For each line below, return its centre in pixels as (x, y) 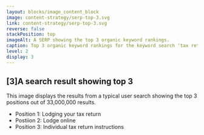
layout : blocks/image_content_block (53, 12)
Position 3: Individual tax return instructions (70, 127)
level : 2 (17, 51)
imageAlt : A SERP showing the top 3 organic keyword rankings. (88, 40)
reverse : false (25, 29)
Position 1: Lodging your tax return (58, 114)
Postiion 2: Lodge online (45, 120)
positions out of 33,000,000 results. (51, 102)
